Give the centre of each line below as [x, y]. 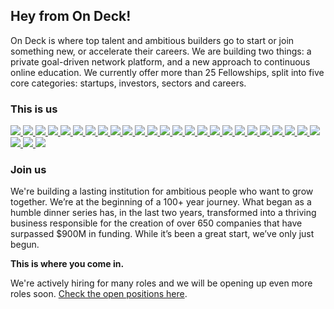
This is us [34, 109]
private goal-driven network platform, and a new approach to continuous [160, 61]
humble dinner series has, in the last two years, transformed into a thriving [163, 213]
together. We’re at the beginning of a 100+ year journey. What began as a [161, 202]
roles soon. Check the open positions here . [99, 294]
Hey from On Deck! [71, 16]
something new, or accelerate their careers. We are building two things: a [161, 51]
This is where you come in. [67, 264]
